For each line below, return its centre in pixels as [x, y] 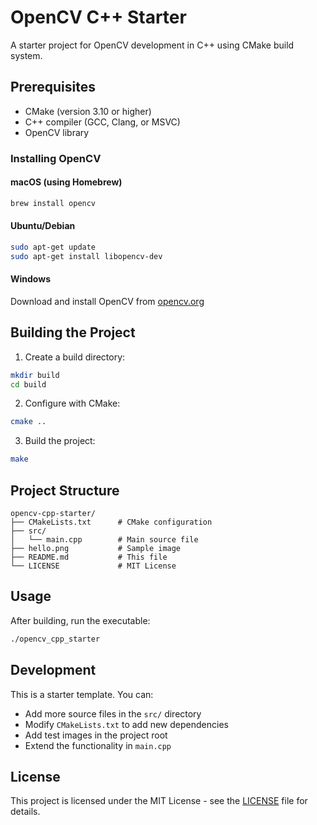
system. [26, 55]
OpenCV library [57, 132]
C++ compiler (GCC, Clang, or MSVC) [102, 122]
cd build [28, 384]
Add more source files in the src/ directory [113, 713]
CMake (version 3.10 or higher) [88, 111]
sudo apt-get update [53, 247]
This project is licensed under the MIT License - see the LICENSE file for [159, 801]
